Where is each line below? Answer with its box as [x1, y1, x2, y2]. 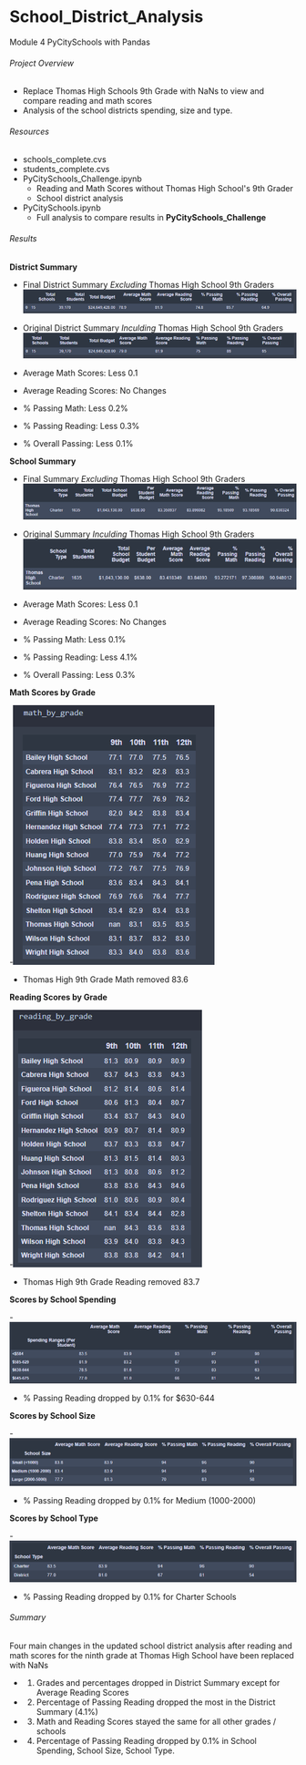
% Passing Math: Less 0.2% [22, 403, 129, 414]
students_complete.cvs [22, 164, 110, 175]
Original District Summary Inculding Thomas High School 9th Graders [22, 322, 284, 334]
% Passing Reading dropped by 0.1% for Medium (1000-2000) [22, 1494, 257, 1505]
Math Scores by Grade [9, 687, 96, 698]
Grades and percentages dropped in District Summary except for [36, 1677, 280, 1688]
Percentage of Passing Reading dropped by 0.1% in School [36, 1735, 257, 1746]
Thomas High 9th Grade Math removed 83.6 [22, 974, 189, 985]
